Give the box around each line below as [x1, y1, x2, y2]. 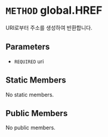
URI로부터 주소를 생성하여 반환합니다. [5, 24, 93, 31]
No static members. [5, 91, 54, 98]
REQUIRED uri [14, 57, 44, 65]
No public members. [5, 124, 56, 132]
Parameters [5, 42, 50, 52]
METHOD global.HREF [5, 4, 103, 17]
